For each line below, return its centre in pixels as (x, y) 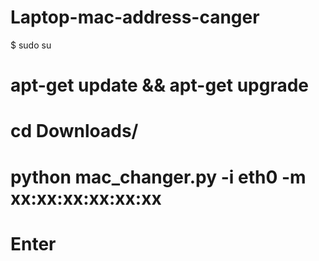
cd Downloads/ (74, 131)
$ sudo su (31, 45)
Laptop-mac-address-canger (135, 17)
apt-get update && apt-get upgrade (160, 85)
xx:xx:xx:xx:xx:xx (86, 198)
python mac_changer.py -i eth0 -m (158, 177)
